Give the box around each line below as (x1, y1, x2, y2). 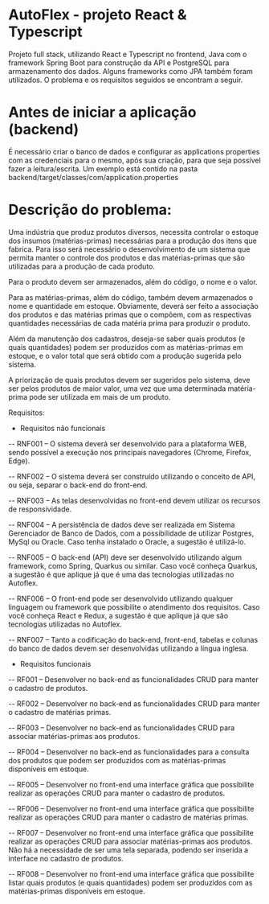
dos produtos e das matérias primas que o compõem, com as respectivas (8, 310, 252, 319)
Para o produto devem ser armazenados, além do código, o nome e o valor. (8, 277, 259, 286)
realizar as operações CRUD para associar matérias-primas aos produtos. (8, 836, 253, 846)
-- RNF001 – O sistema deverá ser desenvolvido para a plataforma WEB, (8, 438, 247, 448)
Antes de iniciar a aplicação (8, 103, 197, 121)
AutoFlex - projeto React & (8, 6, 187, 24)
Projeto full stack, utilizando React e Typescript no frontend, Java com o (8, 49, 247, 59)
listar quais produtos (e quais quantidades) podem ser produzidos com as (8, 877, 253, 887)
